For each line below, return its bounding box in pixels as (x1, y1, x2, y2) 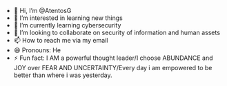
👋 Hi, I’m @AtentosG (13, 7, 72, 14)
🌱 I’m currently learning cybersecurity (13, 21, 121, 29)
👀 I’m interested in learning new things (13, 14, 123, 22)
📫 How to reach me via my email (13, 36, 108, 44)
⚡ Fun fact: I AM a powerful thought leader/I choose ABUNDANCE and (13, 54, 213, 62)
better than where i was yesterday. (13, 71, 112, 79)
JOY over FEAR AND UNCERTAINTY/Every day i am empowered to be (13, 64, 213, 72)
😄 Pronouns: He (13, 46, 61, 54)
